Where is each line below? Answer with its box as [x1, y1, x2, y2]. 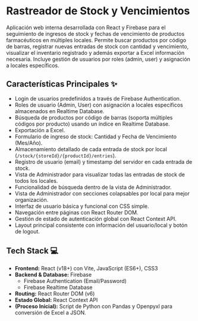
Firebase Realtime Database [23, 283, 93, 291]
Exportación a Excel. [14, 126, 65, 133]
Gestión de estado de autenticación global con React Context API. [14, 215, 177, 222]
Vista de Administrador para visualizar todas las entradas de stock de [14, 171, 186, 178]
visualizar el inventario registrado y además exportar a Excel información [6, 49, 185, 56]
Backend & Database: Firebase [14, 271, 92, 278]
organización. [14, 196, 49, 203]
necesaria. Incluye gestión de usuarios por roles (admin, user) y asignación [6, 55, 190, 63]
